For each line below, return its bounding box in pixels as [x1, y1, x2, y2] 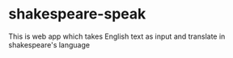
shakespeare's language [8, 39, 91, 49]
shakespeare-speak [8, 5, 146, 23]
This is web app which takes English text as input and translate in [8, 31, 226, 41]
